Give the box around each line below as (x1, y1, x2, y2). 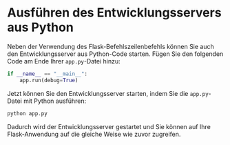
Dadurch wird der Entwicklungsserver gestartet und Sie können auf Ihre (7, 122, 211, 130)
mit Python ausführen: (23, 97, 87, 105)
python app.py (7, 110, 48, 117)
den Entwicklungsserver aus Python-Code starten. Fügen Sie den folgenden (7, 50, 224, 58)
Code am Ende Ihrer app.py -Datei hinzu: (7, 57, 121, 65)
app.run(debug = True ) (19, 77, 79, 84)
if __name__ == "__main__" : (7, 70, 88, 77)
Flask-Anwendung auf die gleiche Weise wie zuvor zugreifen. (7, 130, 181, 138)
